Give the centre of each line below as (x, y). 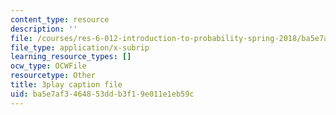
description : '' (44, 29)
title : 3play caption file (66, 85)
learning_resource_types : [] (71, 57)
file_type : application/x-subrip (80, 47)
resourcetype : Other (53, 76)
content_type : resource (60, 19)
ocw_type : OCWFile (48, 66)
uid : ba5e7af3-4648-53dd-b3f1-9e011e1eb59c (102, 94)
